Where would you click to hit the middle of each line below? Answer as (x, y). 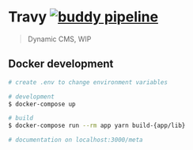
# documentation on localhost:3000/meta (76, 140)
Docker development (61, 64)
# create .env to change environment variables (88, 82)
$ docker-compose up (42, 104)
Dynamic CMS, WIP (59, 39)
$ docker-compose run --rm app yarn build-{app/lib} (97, 126)
